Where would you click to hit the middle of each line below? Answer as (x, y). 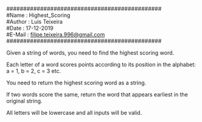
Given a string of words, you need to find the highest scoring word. (90, 53)
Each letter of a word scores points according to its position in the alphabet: (101, 64)
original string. (24, 101)
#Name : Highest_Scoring (38, 15)
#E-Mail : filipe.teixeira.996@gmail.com (56, 35)
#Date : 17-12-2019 (30, 28)
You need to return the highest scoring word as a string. (76, 83)
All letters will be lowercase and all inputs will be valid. (74, 113)
